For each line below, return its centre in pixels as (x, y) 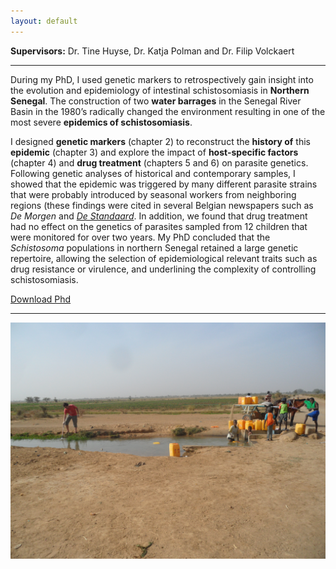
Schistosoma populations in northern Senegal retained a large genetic (154, 247)
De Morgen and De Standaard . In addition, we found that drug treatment (159, 216)
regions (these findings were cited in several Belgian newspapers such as (162, 205)
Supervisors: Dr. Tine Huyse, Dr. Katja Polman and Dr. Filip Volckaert (152, 51)
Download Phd (41, 299)
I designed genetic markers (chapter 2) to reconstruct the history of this (160, 141)
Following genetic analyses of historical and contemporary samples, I (153, 173)
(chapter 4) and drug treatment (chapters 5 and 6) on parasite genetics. (159, 162)
